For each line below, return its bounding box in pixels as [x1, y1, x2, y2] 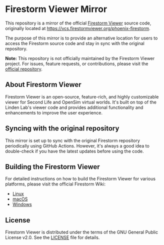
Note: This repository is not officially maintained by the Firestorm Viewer [5, 55, 155, 61]
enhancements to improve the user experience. [5, 109, 102, 115]
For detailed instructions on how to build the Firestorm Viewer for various [5, 176, 156, 182]
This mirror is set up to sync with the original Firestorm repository [5, 137, 140, 143]
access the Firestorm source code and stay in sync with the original [5, 40, 145, 46]
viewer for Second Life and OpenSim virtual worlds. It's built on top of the [5, 99, 156, 105]
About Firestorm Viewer [5, 80, 81, 89]
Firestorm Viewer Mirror [5, 3, 107, 15]
